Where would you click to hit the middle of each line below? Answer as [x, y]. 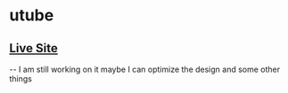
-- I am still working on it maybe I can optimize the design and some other [145, 69]
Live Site [33, 48]
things [21, 79]
